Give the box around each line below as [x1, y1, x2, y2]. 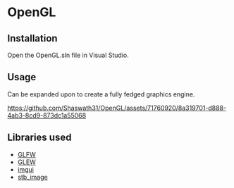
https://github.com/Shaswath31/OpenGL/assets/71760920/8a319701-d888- [7, 104, 227, 112]
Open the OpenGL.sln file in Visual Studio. [7, 51, 129, 59]
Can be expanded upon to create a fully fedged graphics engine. [7, 89, 195, 99]
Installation [7, 32, 58, 44]
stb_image [17, 173, 48, 181]
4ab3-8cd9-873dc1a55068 [7, 111, 87, 120]
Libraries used [7, 132, 72, 144]
